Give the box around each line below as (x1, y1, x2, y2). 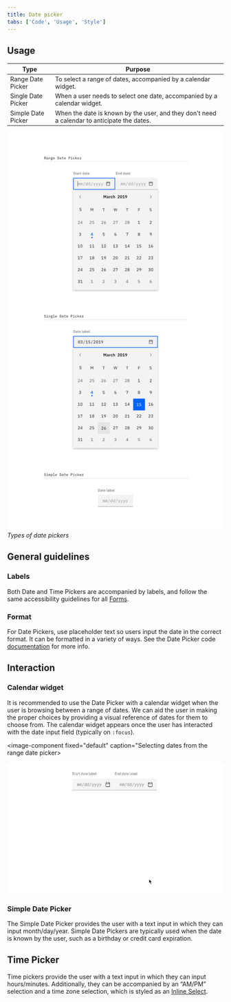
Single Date (10, 92, 43, 100)
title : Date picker (7, 11, 63, 18)
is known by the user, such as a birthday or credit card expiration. (7, 934, 193, 942)
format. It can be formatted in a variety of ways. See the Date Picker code (7, 635, 216, 643)
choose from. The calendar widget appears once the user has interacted (7, 720, 213, 728)
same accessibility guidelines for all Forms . (7, 595, 129, 603)
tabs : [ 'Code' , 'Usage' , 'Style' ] (7, 18, 107, 25)
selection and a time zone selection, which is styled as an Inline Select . (7, 987, 208, 995)
